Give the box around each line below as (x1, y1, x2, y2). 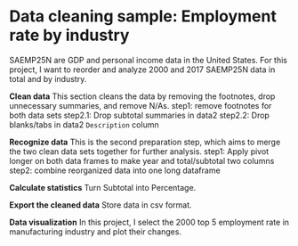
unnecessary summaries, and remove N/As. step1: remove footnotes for (9, 100, 272, 111)
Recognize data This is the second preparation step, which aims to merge (9, 136, 281, 147)
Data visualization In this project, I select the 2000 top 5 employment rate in (9, 217, 290, 227)
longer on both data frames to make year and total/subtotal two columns (9, 155, 275, 166)
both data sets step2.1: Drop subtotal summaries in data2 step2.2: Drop (9, 110, 270, 120)
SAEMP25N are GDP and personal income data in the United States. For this (9, 54, 287, 65)
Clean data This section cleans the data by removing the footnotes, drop (9, 91, 276, 102)
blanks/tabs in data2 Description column (9, 119, 159, 130)
